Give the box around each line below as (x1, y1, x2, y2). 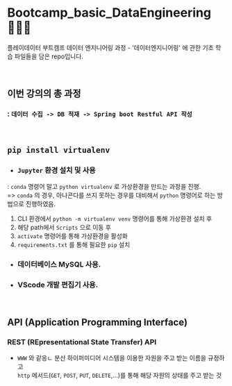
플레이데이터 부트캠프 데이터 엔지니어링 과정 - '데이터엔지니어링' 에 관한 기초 (7, 43, 214, 51)
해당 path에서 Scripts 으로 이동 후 (17, 224, 111, 232)
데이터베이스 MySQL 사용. (17, 260, 101, 269)
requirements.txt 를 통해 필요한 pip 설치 (17, 241, 131, 249)
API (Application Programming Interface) (7, 316, 188, 328)
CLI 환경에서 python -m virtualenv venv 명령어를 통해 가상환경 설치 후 (17, 215, 213, 223)
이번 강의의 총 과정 (7, 88, 81, 100)
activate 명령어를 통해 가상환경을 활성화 (17, 232, 129, 240)
